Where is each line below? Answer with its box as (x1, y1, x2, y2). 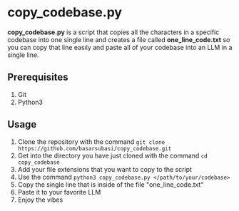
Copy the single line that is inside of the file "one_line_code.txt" (17, 180, 204, 189)
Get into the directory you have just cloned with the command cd (17, 151, 208, 160)
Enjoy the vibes (17, 195, 63, 204)
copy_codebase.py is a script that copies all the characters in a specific (7, 28, 220, 36)
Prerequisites (7, 71, 68, 83)
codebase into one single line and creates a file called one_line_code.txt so (7, 35, 230, 43)
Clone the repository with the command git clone (17, 137, 166, 146)
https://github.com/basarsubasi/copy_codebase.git (17, 145, 172, 152)
